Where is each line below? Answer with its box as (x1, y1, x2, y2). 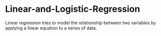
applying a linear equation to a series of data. (5, 25, 97, 31)
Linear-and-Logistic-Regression (5, 3, 140, 15)
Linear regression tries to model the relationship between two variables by (5, 20, 157, 26)
